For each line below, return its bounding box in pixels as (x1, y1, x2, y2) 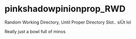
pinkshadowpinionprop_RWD (4, 3, 126, 14)
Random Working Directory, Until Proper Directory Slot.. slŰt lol (4, 19, 131, 25)
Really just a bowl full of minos (4, 28, 66, 34)
